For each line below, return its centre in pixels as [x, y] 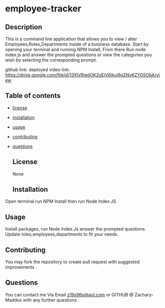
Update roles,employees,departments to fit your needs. [62, 234]
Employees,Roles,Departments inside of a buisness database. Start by [77, 44]
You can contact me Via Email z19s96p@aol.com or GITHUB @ [69, 295]
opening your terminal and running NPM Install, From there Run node [76, 49]
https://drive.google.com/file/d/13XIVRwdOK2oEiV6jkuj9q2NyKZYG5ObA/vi [82, 75]
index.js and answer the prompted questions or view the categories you [79, 55]
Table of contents [33, 96]
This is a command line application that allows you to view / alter [71, 39]
